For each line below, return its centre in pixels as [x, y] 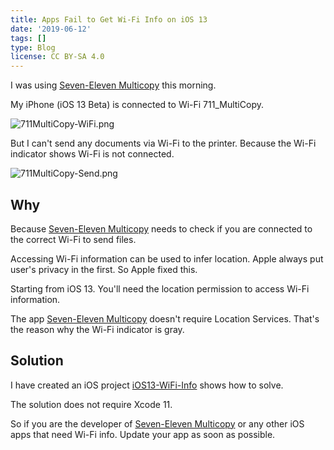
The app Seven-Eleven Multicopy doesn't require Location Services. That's [165, 318]
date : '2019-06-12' [51, 29]
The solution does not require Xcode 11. [91, 404]
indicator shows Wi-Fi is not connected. [92, 154]
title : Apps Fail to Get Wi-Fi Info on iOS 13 [109, 19]
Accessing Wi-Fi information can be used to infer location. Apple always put [167, 258]
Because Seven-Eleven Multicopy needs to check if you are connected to [161, 228]
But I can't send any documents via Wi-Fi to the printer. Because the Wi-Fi [163, 143]
